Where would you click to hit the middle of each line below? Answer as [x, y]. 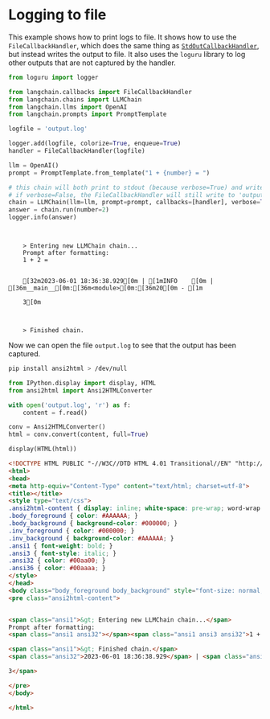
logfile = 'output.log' [48, 129]
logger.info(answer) [43, 218]
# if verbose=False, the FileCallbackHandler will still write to [122, 195]
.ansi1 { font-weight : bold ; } [61, 546]
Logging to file [57, 15]
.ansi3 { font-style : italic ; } [62, 553]
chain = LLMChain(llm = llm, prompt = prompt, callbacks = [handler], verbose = [135, 203]
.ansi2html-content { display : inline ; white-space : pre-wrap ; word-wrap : [136, 508]
